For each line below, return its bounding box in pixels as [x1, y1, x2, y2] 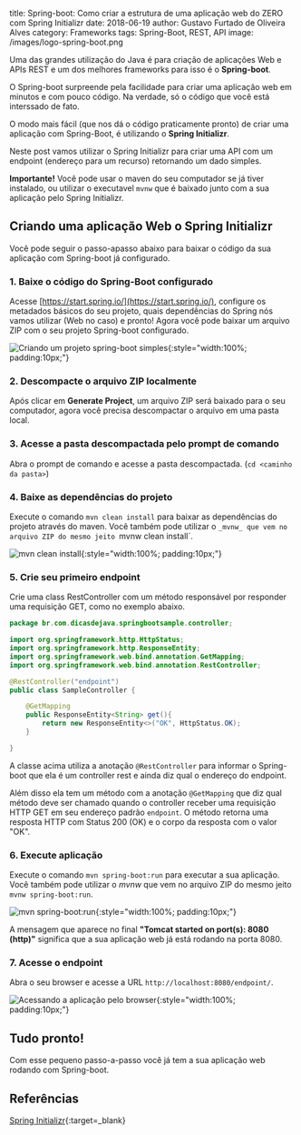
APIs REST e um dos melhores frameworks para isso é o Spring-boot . [9, 64, 271, 75]
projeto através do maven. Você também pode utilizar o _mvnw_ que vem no [9, 521, 288, 531]
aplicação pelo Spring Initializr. [9, 193, 124, 203]
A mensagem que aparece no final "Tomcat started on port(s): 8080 [9, 924, 269, 935]
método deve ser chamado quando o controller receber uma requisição [9, 797, 277, 808]
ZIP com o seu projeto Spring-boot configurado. [9, 325, 189, 336]
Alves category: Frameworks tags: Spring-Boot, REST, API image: [9, 27, 254, 37]
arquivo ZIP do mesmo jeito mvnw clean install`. [9, 531, 193, 541]
